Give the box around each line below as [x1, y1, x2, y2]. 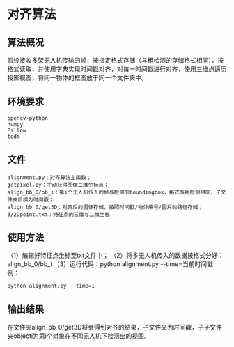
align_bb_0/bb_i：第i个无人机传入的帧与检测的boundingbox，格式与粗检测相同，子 [7, 189, 221, 196]
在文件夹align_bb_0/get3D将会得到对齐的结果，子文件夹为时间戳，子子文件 [7, 323, 223, 332]
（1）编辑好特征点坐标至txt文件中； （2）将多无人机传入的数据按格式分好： [7, 252, 224, 260]
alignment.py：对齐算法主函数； [7, 173, 92, 181]
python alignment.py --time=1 [7, 283, 95, 290]
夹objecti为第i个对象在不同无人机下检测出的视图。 [7, 332, 150, 340]
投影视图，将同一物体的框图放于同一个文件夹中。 [7, 74, 148, 82]
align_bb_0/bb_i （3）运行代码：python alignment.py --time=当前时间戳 [7, 260, 214, 268]
